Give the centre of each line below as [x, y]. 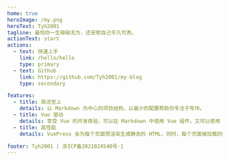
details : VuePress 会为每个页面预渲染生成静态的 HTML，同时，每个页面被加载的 [121, 134]
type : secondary [43, 83]
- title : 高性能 [35, 127]
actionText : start [33, 39]
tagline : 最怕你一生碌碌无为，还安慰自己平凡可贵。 [72, 32]
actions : [20, 45]
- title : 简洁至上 [37, 102]
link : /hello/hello [47, 58]
